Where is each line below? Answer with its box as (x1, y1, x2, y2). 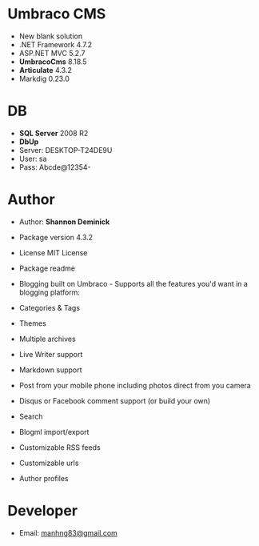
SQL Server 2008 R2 (18, 128, 89, 138)
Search (18, 412, 43, 421)
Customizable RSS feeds (18, 442, 101, 452)
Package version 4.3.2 (18, 232, 94, 242)
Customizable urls (18, 458, 79, 468)
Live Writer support (18, 349, 83, 359)
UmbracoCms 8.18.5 (18, 57, 87, 66)
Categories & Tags (18, 303, 81, 312)
